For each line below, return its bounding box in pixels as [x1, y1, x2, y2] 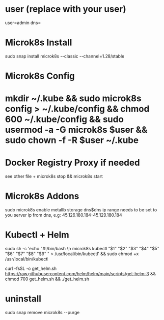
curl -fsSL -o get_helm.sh [5, 265, 57, 271]
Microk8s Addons [5, 191, 80, 202]
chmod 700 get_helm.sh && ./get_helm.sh [5, 276, 89, 282]
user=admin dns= [5, 20, 41, 26]
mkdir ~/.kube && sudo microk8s [5, 93, 141, 104]
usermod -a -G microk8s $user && [5, 124, 148, 136]
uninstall [5, 293, 42, 304]
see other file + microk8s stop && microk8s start [5, 174, 103, 179]
